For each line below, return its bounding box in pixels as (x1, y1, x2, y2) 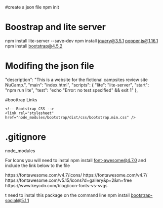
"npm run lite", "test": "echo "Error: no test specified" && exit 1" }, (5, 87, 138, 93)
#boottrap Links (5, 96, 38, 103)
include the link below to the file (5, 163, 70, 168)
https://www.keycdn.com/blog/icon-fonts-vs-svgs (5, 182, 108, 188)
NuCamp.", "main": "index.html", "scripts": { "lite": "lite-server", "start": (5, 82, 149, 88)
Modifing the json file (5, 60, 95, 72)
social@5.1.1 (5, 197, 29, 203)
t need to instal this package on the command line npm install (5, 192, 130, 198)
